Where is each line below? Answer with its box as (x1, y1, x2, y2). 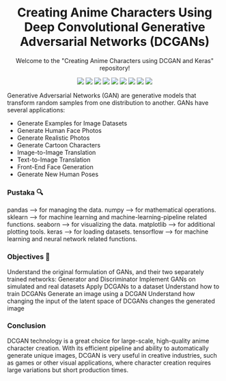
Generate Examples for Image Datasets (16, 119, 128, 127)
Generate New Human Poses (16, 170, 99, 178)
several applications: (7, 106, 66, 114)
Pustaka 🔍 (7, 187, 44, 197)
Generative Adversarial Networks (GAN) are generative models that (7, 91, 197, 99)
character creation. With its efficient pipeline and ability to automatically (7, 344, 210, 352)
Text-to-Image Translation (16, 156, 91, 164)
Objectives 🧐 (7, 252, 51, 262)
